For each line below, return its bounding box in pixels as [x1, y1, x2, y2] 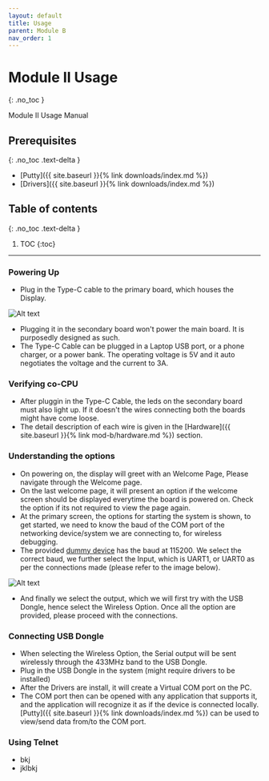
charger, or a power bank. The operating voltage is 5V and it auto [19, 350, 235, 360]
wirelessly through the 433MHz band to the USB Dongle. [19, 658, 208, 666]
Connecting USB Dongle [8, 630, 104, 642]
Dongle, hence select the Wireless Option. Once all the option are [19, 602, 236, 611]
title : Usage [8, 19, 52, 27]
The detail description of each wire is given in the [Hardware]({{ [19, 422, 231, 432]
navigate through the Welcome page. [19, 477, 143, 487]
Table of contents [8, 202, 98, 216]
